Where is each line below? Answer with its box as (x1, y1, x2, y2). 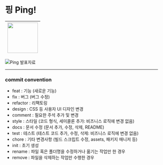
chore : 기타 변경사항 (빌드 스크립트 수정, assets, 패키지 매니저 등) (12, 136, 138, 142)
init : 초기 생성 (12, 143, 39, 148)
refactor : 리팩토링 (12, 100, 48, 106)
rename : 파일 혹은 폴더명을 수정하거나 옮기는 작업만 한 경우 (12, 148, 126, 154)
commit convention (5, 76, 52, 83)
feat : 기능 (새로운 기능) (12, 88, 57, 94)
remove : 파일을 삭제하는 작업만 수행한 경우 (12, 155, 95, 161)
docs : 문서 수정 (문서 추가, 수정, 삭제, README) (12, 124, 104, 130)
